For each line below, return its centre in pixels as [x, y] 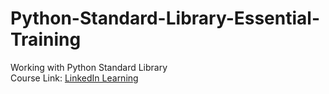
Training [46, 39]
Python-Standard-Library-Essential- [165, 18]
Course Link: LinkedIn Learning [74, 78]
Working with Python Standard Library [89, 67]
